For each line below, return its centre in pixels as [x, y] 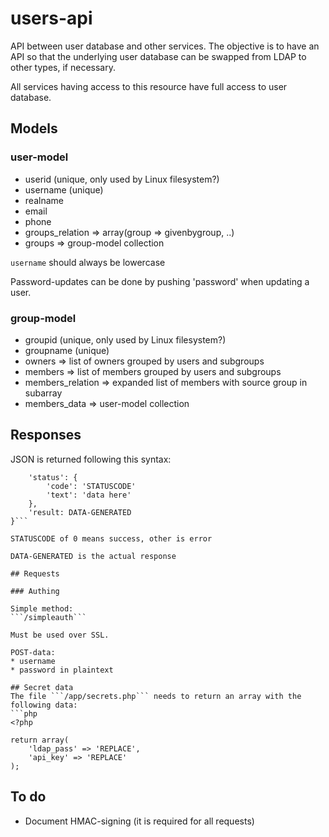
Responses [46, 435]
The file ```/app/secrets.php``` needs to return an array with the [156, 696]
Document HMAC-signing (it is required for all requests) [139, 821]
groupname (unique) [67, 350]
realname [44, 200]
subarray [43, 393]
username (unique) [64, 189]
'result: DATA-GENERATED [80, 512]
